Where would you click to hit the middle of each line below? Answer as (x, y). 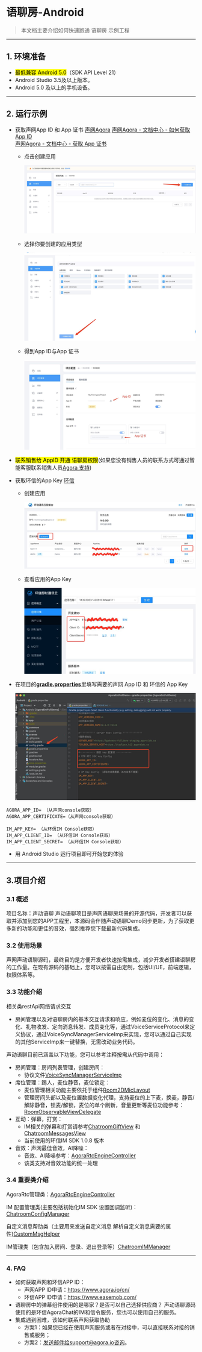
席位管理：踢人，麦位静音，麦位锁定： (62, 1082)
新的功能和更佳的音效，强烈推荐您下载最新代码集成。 (77, 928)
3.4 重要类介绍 (28, 1180)
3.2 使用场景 (24, 945)
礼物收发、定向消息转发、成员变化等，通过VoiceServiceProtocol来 (108, 1027)
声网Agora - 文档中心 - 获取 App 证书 (61, 143)
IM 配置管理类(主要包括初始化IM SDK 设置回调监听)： (72, 1207)
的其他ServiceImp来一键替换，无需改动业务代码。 (76, 1042)
